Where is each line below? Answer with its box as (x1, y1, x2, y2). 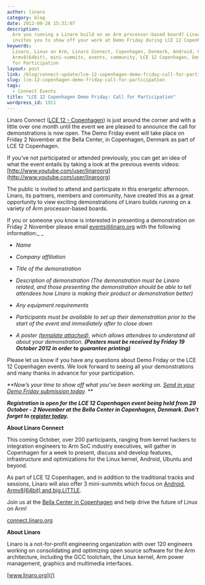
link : (7, 71, 21, 77)
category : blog (7, 15, 46, 21)
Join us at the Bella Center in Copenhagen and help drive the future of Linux (7, 498, 198, 506)
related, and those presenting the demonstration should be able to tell (15, 283, 192, 290)
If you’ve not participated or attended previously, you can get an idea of (7, 154, 187, 161)
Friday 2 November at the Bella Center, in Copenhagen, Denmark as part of (7, 135, 195, 143)
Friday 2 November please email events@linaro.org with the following (7, 223, 181, 230)
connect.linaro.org (7, 516, 54, 524)
